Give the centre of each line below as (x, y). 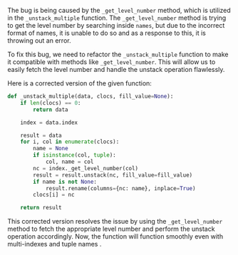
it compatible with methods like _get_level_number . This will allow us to (112, 62)
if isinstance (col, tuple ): (74, 155)
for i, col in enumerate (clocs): (70, 142)
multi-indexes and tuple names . (55, 244)
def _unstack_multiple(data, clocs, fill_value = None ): (90, 96)
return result (41, 208)
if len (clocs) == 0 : (51, 103)
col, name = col (69, 162)
